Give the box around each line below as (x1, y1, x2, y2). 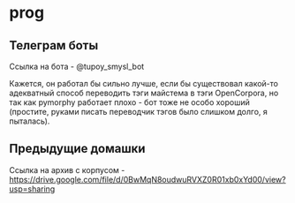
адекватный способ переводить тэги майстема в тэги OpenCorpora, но (9, 87, 279, 98)
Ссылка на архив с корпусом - (9, 164, 125, 175)
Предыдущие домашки (9, 141, 146, 156)
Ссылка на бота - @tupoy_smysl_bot (9, 61, 145, 71)
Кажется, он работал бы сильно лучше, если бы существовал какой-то (9, 79, 278, 88)
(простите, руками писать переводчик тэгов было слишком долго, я (9, 107, 268, 117)
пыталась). (9, 116, 50, 126)
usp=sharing (9, 184, 56, 194)
